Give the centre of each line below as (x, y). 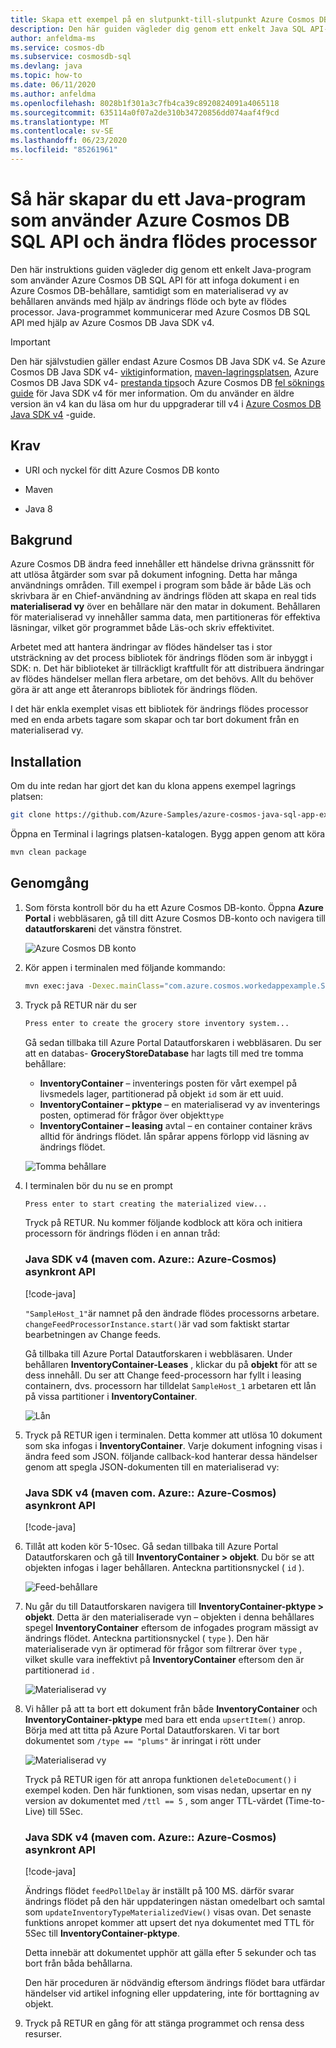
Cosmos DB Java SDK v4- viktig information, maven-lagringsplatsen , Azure (164, 372)
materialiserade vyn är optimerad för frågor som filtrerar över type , (163, 1649)
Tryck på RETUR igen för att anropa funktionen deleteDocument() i (160, 1780)
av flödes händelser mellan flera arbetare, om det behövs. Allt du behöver (162, 679)
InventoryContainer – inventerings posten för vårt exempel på (168, 1083)
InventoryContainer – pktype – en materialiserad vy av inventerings (180, 1104)
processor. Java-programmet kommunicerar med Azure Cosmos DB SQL (160, 312)
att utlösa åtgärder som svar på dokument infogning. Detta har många (154, 575)
